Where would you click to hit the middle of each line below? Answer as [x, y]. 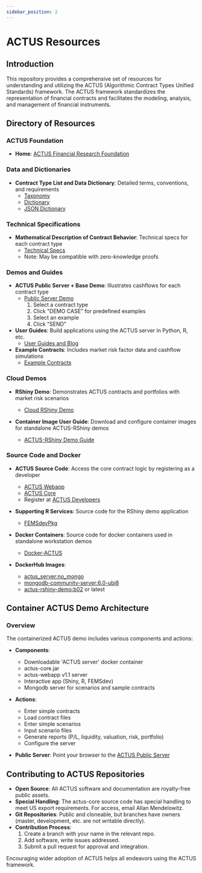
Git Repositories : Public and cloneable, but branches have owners [98, 814]
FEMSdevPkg [41, 523]
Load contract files [47, 717]
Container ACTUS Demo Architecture [77, 608]
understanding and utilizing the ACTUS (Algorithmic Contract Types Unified [100, 85]
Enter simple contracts [52, 711]
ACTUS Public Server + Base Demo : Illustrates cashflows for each [98, 286]
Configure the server [50, 743]
